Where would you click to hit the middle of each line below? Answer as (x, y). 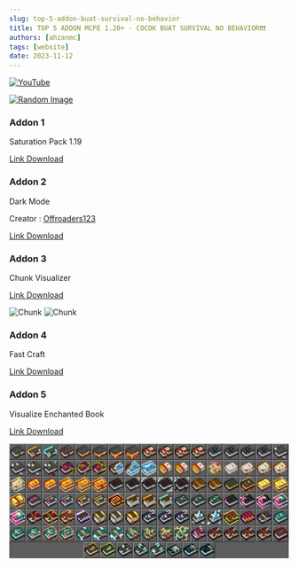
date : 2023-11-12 (41, 56)
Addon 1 (27, 122)
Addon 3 (28, 259)
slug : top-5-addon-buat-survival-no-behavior (94, 19)
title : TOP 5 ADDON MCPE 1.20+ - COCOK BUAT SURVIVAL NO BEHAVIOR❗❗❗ (137, 28)
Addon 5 (28, 394)
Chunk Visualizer (40, 278)
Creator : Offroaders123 (52, 218)
